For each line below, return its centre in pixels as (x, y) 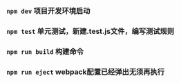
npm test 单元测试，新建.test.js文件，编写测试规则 (90, 31)
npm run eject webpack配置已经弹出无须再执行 (86, 72)
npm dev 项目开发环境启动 (48, 10)
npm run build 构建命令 (45, 51)
